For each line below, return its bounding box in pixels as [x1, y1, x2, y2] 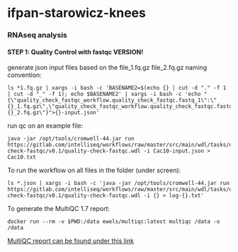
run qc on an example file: [7, 121, 84, 130]
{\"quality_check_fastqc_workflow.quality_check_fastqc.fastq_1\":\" [7, 97, 217, 104]
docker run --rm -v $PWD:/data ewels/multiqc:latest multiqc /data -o [7, 218, 220, 225]
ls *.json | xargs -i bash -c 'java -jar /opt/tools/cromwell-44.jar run [7, 180, 230, 187]
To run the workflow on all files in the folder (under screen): [7, 166, 181, 174]
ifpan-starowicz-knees [7, 5, 147, 21]
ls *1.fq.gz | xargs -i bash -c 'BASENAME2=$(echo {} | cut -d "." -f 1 [7, 85, 227, 92]
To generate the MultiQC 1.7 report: [7, 205, 110, 213]
